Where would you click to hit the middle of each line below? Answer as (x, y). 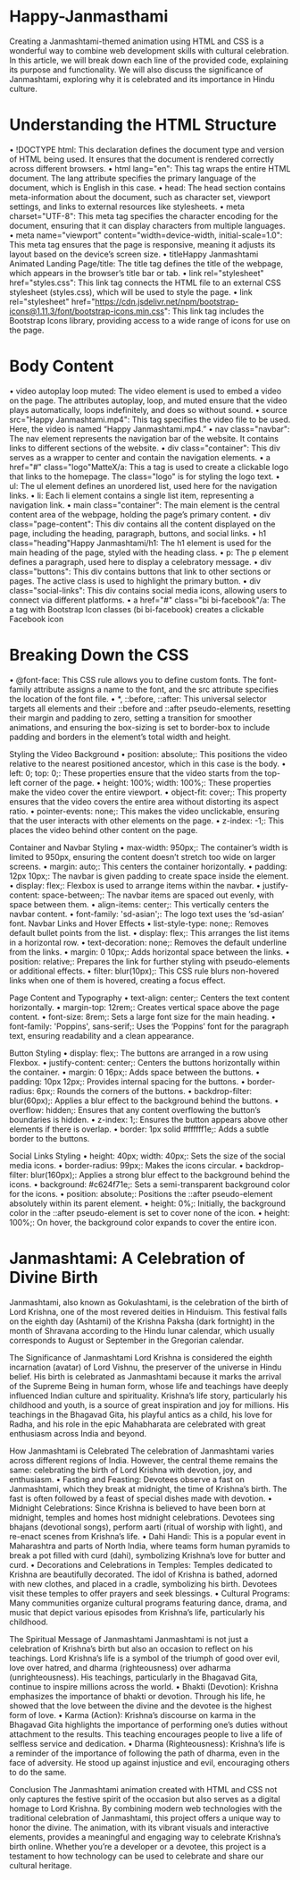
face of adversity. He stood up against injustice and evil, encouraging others (150, 1762)
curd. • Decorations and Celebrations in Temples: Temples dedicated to (141, 1564)
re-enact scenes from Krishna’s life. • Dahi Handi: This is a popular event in (147, 1536)
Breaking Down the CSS (99, 655)
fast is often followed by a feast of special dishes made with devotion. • (141, 1498)
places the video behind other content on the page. (104, 830)
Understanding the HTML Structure (143, 125)
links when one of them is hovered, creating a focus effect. (117, 980)
